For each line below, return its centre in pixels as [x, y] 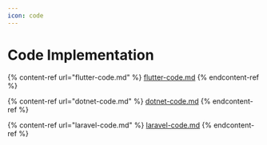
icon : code [26, 16]
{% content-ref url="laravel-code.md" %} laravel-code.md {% [110, 125]
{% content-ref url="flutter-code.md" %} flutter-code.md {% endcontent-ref [133, 77]
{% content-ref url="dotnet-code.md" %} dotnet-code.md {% [109, 101]
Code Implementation [81, 55]
